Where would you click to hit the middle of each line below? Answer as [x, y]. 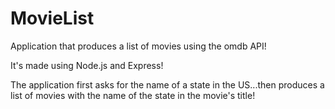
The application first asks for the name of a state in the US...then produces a [167, 84]
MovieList [52, 18]
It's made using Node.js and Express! [87, 65]
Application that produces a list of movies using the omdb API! [138, 46]
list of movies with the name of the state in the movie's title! [133, 95]
